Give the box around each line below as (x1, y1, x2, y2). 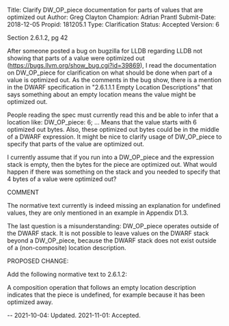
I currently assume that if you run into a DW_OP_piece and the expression (7, 153, 215, 161)
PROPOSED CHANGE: (7, 257, 69, 265)
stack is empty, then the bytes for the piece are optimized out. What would (7, 161, 217, 168)
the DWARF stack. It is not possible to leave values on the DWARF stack (7, 229, 209, 237)
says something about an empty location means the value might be (7, 90, 196, 98)
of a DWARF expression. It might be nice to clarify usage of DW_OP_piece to (7, 133, 222, 141)
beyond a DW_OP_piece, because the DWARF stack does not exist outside (7, 236, 217, 245)
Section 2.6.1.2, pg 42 (7, 33, 68, 42)
